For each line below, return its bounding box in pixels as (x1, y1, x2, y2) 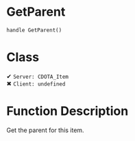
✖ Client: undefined (6, 79, 66, 88)
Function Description (6, 103, 129, 119)
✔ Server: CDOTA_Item (6, 72, 69, 80)
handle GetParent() (6, 27, 62, 34)
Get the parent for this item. (6, 126, 84, 134)
